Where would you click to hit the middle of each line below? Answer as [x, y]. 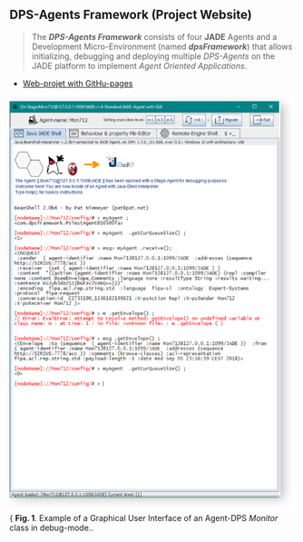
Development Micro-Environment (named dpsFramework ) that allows [162, 46]
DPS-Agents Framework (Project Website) [131, 15]
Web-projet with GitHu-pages [78, 83]
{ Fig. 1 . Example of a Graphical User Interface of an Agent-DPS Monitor [144, 517]
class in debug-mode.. [51, 527]
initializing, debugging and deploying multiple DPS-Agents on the [153, 56]
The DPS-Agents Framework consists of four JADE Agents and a [154, 36]
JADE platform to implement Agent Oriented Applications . [139, 65]
